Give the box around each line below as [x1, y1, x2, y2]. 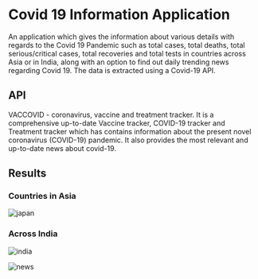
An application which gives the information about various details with [8, 32, 235, 41]
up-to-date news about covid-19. [8, 143, 117, 153]
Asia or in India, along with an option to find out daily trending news [8, 57, 229, 67]
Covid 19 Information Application [8, 6, 231, 24]
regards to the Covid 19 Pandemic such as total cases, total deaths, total [8, 40, 245, 49]
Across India [8, 228, 58, 239]
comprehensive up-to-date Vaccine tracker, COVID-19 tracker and [8, 118, 225, 128]
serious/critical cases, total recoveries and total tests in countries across [8, 48, 247, 58]
